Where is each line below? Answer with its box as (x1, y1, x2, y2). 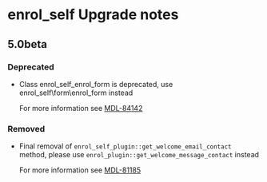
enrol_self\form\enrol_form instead (18, 88, 133, 97)
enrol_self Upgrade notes (7, 6, 179, 24)
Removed (7, 123, 46, 134)
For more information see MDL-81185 (18, 165, 141, 175)
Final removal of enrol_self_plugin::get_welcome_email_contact (18, 141, 233, 151)
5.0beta (7, 38, 47, 51)
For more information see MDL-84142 (18, 103, 143, 113)
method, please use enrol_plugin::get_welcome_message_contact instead (18, 150, 260, 160)
